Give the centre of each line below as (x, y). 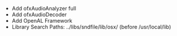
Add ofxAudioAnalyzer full (44, 8)
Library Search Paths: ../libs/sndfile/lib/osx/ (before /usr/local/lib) (91, 27)
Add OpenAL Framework (42, 21)
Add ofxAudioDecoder (39, 15)
